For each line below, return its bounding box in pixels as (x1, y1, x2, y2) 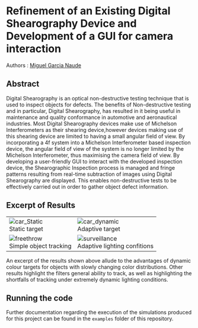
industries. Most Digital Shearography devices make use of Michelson (6, 120, 177, 127)
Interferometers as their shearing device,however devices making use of (6, 126, 184, 133)
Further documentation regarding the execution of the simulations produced (6, 309, 192, 316)
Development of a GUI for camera (6, 30, 174, 43)
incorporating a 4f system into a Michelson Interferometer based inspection (6, 138, 191, 146)
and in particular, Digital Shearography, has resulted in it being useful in (6, 107, 181, 114)
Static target (9, 225, 43, 233)
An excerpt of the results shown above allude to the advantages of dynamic (6, 257, 191, 264)
